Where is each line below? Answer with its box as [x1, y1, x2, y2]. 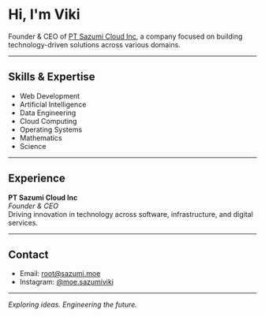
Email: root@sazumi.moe [19, 269, 101, 278]
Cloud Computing [19, 116, 77, 125]
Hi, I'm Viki [8, 6, 80, 24]
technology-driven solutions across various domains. [8, 39, 181, 49]
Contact [8, 248, 49, 261]
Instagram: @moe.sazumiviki [19, 278, 114, 287]
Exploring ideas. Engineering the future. [8, 300, 138, 309]
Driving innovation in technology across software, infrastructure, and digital [8, 209, 254, 218]
